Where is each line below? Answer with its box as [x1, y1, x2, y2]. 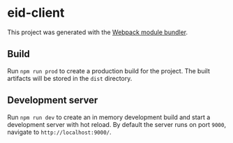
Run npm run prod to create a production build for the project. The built [7, 66, 211, 75]
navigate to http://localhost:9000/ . [7, 128, 112, 136]
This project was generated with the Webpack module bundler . [7, 28, 188, 36]
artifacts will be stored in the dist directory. [7, 74, 133, 82]
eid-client [7, 5, 65, 21]
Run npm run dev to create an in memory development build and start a [7, 113, 211, 121]
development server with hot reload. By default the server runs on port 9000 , [7, 120, 227, 128]
